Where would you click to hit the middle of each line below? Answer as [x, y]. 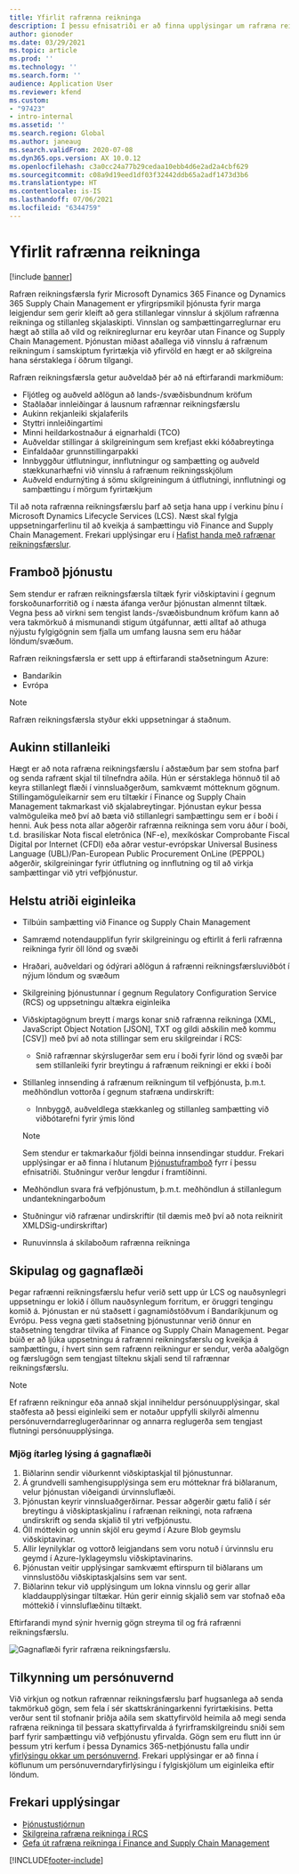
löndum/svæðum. [41, 641]
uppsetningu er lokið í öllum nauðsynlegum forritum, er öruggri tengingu [141, 1302]
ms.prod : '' [31, 59]
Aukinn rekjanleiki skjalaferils [75, 413]
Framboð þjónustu [61, 572]
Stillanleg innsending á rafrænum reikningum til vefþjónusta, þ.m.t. [144, 1083]
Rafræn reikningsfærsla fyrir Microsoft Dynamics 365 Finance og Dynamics [148, 294]
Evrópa [35, 685]
